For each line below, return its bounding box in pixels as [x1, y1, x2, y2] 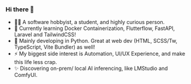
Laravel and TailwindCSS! [14, 31, 76, 38]
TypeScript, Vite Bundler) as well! [14, 43, 95, 51]
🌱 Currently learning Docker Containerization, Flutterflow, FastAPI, [14, 25, 175, 32]
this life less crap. [14, 59, 57, 66]
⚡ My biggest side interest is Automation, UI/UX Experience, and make [14, 50, 186, 58]
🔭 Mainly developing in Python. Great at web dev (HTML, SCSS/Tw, [14, 38, 177, 45]
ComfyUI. [14, 72, 38, 79]
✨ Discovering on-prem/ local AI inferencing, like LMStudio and [14, 65, 169, 72]
